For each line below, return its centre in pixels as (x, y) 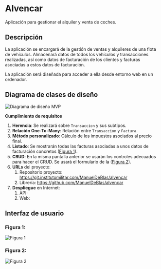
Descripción (24, 37)
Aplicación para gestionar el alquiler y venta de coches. (61, 22)
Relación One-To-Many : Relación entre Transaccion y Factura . (75, 130)
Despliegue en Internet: (36, 187)
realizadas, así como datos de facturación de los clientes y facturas (72, 60)
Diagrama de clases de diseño (52, 95)
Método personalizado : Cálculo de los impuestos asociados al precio (82, 136)
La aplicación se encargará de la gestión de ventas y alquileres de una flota (81, 49)
